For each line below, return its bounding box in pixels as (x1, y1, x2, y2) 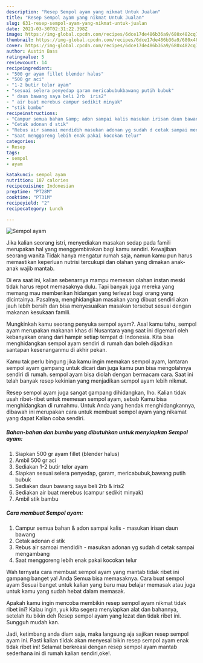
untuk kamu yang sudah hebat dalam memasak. (6, 588, 126, 595)
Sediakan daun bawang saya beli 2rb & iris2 (14, 483, 124, 490)
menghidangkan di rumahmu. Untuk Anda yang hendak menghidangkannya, (6, 402, 196, 409)
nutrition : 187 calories (6, 177, 69, 183)
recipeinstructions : (6, 110, 59, 116)
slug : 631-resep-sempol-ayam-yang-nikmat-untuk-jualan (6, 20, 147, 26)
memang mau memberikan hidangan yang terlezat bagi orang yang (6, 289, 174, 297)
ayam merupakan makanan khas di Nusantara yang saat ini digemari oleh (6, 327, 188, 334)
